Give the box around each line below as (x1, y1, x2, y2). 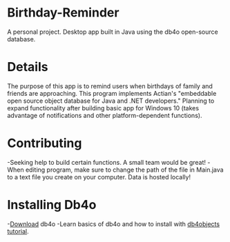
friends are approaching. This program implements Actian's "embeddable (7, 89, 217, 97)
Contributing (7, 136, 82, 151)
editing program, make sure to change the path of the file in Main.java (25, 165, 224, 174)
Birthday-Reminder (7, 5, 119, 21)
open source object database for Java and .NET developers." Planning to (7, 97, 215, 105)
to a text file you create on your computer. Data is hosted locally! (7, 172, 191, 181)
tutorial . (7, 227, 29, 235)
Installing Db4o (7, 197, 97, 212)
